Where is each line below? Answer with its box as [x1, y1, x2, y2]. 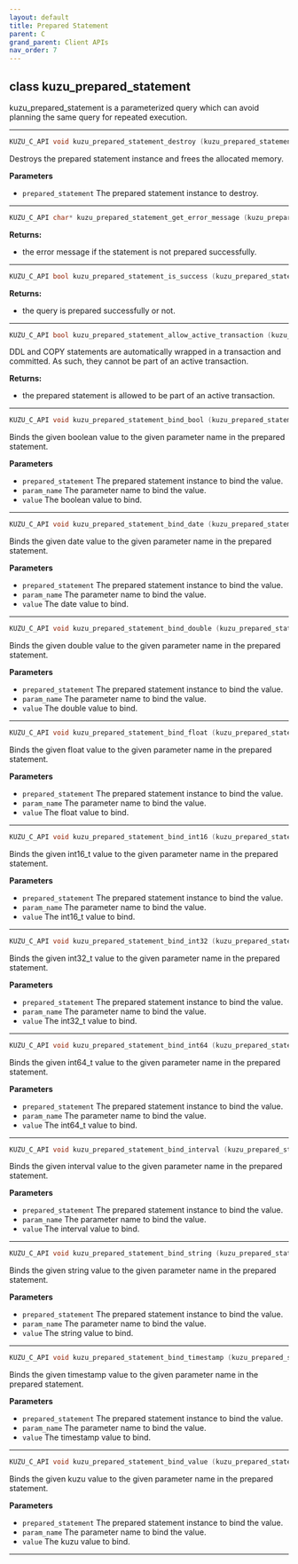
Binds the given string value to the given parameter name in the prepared [9, 1265, 277, 1276]
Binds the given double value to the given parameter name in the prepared [9, 641, 281, 651]
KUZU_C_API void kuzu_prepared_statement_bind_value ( [9, 1458, 216, 1466]
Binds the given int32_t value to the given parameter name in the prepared [9, 953, 281, 963]
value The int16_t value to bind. [21, 911, 136, 922]
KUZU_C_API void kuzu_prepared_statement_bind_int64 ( [9, 1041, 216, 1049]
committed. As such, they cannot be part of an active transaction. [9, 356, 249, 366]
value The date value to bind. [21, 599, 129, 609]
